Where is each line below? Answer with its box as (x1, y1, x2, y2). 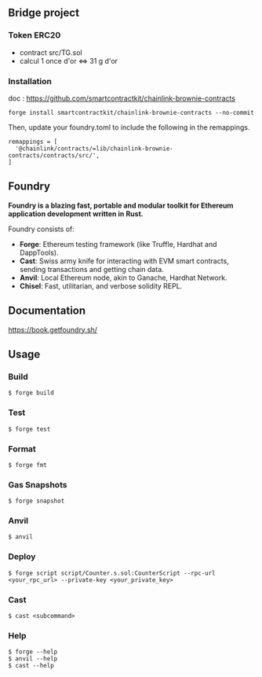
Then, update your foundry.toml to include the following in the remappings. (8, 122, 250, 132)
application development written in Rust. (8, 208, 144, 219)
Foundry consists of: (8, 224, 75, 234)
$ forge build (8, 389, 55, 397)
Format (8, 443, 37, 454)
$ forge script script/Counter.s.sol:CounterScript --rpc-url (8, 569, 216, 577)
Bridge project (8, 6, 80, 20)
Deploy (8, 551, 36, 562)
